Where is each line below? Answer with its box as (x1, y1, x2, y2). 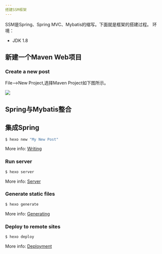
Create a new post (5, 68, 50, 75)
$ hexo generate (5, 202, 39, 207)
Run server (5, 158, 32, 165)
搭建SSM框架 (5, 7, 27, 12)
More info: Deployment (5, 243, 52, 249)
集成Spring (5, 124, 40, 132)
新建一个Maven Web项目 (5, 53, 82, 62)
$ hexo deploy (5, 234, 35, 240)
